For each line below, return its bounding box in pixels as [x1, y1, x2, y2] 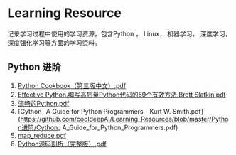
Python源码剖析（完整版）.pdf [17, 139, 107, 148]
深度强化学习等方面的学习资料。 [7, 38, 101, 47]
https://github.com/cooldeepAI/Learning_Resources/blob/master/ [20, 114, 212, 123]
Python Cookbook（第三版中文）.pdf [17, 81, 127, 90]
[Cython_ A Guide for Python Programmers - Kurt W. [17, 107, 171, 115]
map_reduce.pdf [17, 131, 66, 139]
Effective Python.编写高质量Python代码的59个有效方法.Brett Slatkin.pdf [17, 90, 226, 99]
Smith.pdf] [172, 107, 204, 115]
